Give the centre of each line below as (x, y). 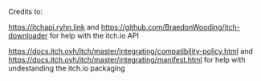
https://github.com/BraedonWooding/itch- (171, 27)
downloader (28, 36)
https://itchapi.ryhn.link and (54, 27)
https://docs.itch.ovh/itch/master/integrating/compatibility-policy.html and (130, 51)
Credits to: (26, 12)
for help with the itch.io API (94, 36)
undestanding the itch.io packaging (67, 68)
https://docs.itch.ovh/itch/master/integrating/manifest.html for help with (127, 60)
